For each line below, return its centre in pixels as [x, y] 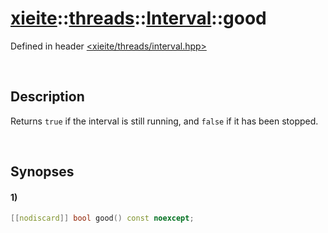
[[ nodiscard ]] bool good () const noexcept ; [102, 218]
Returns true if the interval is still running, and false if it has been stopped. [164, 121]
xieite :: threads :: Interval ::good [138, 18]
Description [47, 97]
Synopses [42, 172]
